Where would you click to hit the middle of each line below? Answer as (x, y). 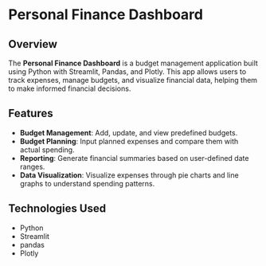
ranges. (32, 166)
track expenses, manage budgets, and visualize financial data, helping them (133, 80)
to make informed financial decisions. (70, 88)
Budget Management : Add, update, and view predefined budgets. (129, 132)
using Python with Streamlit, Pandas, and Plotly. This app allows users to (127, 72)
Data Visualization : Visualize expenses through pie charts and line (129, 175)
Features (31, 113)
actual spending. (47, 150)
